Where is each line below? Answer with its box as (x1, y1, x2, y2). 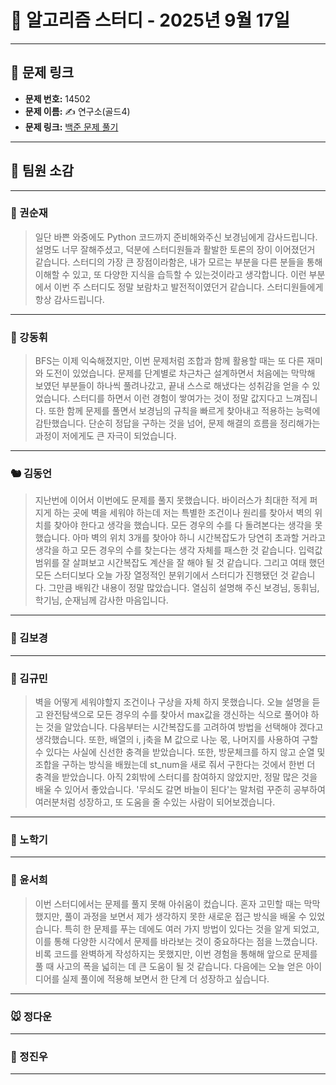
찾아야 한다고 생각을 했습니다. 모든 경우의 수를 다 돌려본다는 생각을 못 (53, 519, 323, 531)
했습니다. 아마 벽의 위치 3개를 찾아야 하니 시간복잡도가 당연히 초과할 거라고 (34, 532, 327, 544)
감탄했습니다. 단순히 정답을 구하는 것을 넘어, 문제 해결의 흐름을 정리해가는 (34, 417, 321, 430)
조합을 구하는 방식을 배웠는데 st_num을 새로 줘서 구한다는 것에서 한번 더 (34, 759, 316, 771)
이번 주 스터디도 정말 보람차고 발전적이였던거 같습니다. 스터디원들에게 (53, 281, 324, 293)
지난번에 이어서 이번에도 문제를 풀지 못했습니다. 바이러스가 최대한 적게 (34, 494, 308, 506)
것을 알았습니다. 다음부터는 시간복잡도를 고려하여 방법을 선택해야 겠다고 (45, 721, 324, 733)
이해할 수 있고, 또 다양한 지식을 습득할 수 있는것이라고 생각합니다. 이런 (34, 268, 307, 280)
